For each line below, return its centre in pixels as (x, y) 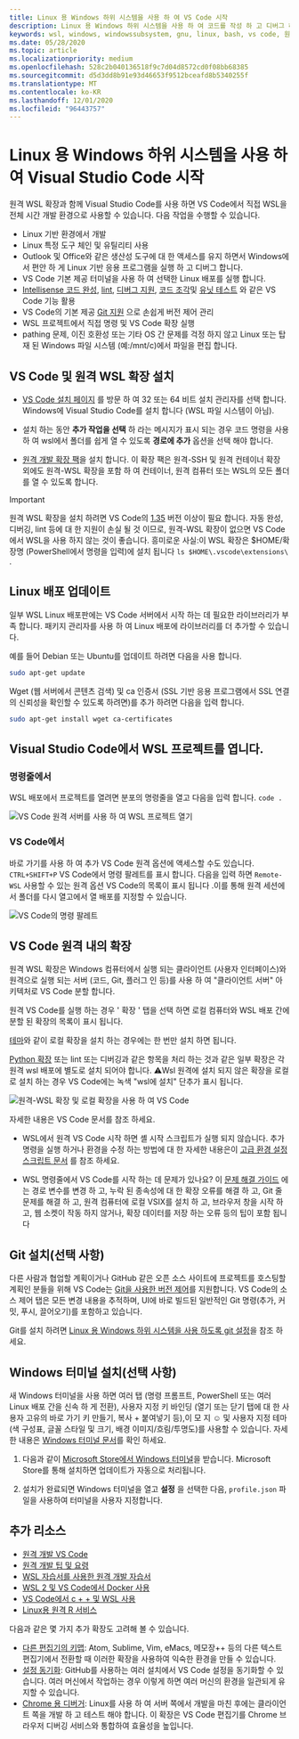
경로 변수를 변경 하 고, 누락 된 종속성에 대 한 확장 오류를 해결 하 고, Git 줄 (157, 1191)
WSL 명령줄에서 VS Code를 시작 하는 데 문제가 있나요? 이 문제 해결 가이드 (150, 1180)
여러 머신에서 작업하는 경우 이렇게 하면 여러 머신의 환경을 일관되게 (162, 1681)
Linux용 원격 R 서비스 (60, 1610)
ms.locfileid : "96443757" (57, 109)
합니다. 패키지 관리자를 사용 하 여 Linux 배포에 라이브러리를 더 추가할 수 (142, 625)
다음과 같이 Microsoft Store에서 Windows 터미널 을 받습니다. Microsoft (146, 1458)
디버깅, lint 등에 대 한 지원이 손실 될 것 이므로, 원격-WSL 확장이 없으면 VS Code (147, 529)
